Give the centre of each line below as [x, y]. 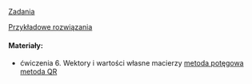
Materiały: [26, 45]
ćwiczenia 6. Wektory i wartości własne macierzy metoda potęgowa [132, 63]
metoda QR [38, 72]
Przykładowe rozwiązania [50, 27]
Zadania [22, 12]
